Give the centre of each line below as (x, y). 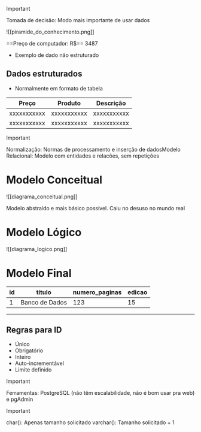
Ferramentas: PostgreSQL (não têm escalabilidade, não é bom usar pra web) (100, 393)
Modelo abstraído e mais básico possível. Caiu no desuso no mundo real (96, 208)
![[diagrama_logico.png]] (37, 249)
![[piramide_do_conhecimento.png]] (50, 32)
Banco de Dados (44, 302)
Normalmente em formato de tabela (59, 88)
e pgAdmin (20, 399)
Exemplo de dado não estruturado (57, 55)
